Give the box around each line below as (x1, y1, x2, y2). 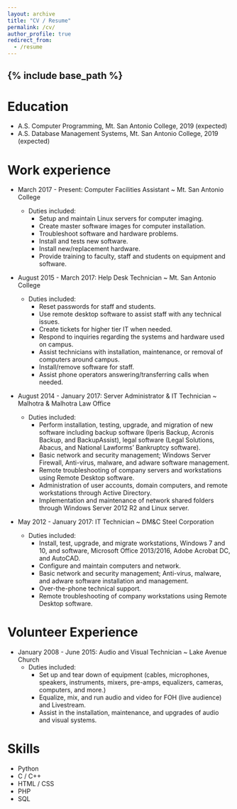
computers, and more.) (38, 686, 106, 694)
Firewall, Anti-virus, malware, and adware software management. (38, 458, 230, 467)
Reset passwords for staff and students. (38, 302, 156, 311)
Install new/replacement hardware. (38, 245, 140, 253)
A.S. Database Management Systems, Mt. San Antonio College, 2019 (17, 129, 219, 138)
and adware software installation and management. (38, 577, 189, 586)
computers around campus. (38, 355, 120, 364)
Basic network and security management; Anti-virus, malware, (38, 569, 222, 578)
